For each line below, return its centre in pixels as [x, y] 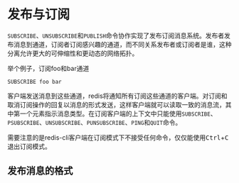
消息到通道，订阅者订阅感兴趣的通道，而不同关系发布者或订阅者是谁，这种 [122, 44]
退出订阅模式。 [29, 146]
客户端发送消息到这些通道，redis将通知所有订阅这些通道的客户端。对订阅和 [117, 96]
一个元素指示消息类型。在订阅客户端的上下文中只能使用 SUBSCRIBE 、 [118, 113]
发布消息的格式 [40, 171]
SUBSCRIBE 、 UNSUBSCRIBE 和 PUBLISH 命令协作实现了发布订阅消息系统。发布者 [116, 35]
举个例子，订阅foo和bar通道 [48, 68]
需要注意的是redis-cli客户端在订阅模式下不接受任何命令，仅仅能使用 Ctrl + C [118, 137]
